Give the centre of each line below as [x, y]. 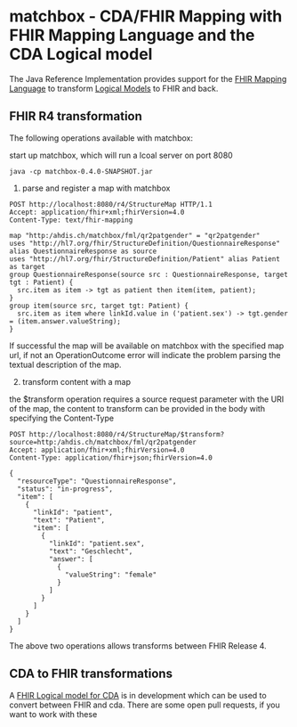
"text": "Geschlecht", [91, 551]
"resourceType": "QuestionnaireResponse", [97, 481]
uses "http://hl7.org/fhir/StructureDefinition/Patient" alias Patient [144, 259]
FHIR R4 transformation [76, 116]
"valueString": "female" [111, 575]
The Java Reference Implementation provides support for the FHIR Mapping [148, 78]
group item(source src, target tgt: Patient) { [99, 306]
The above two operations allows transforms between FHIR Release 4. [138, 645]
